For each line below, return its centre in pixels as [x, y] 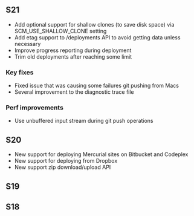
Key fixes [20, 72]
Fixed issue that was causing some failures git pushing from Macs [97, 86]
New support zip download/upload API [63, 167]
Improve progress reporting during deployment [73, 50]
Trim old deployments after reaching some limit [73, 56]
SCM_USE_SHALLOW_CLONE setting [60, 31]
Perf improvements [35, 108]
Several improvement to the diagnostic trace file [74, 92]
